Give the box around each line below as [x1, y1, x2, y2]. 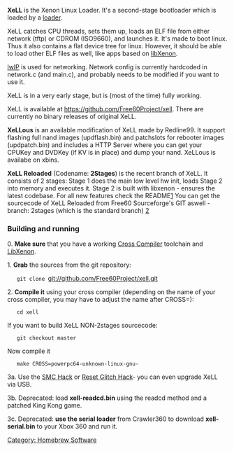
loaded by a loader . [7, 13, 63, 22]
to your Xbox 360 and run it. [36, 422, 118, 431]
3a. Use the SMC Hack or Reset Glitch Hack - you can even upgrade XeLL [7, 373, 218, 381]
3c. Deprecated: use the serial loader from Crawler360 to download [7, 415, 205, 423]
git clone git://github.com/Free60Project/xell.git [16, 275, 159, 283]
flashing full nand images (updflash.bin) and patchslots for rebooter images [7, 133, 225, 141]
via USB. [7, 380, 32, 389]
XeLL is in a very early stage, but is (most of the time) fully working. [7, 91, 202, 99]
